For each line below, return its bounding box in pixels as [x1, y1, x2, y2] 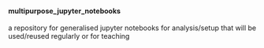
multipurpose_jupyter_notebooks [8, 6, 121, 15]
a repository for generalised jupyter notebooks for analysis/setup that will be [8, 23, 257, 33]
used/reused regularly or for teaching [8, 32, 130, 41]
